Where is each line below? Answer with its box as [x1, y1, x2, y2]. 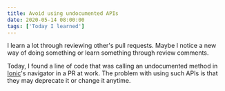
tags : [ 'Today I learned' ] [7, 23, 85, 29]
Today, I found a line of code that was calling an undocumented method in [7, 62, 218, 70]
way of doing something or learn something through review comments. [7, 49, 209, 57]
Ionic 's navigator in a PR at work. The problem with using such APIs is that [7, 69, 219, 77]
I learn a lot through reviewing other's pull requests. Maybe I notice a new [7, 42, 217, 50]
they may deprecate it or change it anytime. [7, 77, 131, 85]
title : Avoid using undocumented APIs [7, 10, 119, 17]
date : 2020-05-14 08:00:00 [7, 16, 85, 23]
